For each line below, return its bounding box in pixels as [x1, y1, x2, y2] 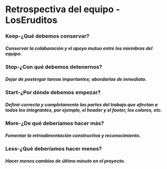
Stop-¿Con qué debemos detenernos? [5, 64, 102, 71]
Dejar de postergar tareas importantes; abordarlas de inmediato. [5, 76, 147, 82]
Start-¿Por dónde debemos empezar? [5, 89, 101, 96]
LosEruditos [5, 14, 58, 26]
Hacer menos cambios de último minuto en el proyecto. [5, 158, 126, 164]
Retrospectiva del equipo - [5, 4, 121, 15]
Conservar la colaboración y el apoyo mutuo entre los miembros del [5, 45, 153, 51]
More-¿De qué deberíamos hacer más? [5, 120, 104, 127]
